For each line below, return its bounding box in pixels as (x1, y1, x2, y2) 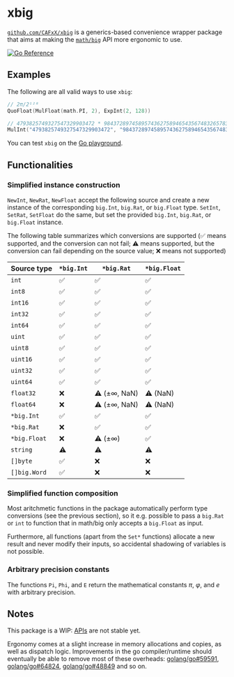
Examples (7, 69, 51, 81)
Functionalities (7, 159, 73, 171)
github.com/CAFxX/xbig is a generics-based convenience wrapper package (7, 28, 223, 36)
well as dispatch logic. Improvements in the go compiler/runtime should (7, 647, 212, 655)
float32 (10, 389, 36, 397)
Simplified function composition (7, 488, 118, 498)
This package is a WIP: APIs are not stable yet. (7, 626, 141, 635)
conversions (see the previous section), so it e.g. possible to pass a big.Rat (7, 511, 224, 520)
